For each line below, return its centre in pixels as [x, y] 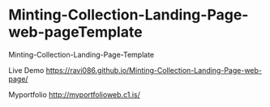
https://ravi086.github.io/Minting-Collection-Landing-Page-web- [154, 70]
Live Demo [26, 70]
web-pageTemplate [76, 32]
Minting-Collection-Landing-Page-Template [81, 54]
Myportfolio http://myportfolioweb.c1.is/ [74, 94]
